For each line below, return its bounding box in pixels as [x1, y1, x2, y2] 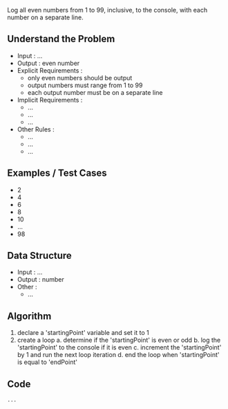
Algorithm [7, 310, 52, 322]
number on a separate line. [7, 13, 84, 21]
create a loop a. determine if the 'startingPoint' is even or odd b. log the [17, 336, 221, 345]
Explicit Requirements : [17, 66, 83, 75]
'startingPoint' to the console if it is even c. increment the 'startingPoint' [17, 343, 222, 352]
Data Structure [7, 250, 73, 262]
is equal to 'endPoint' [17, 358, 78, 366]
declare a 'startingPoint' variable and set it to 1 [17, 329, 150, 337]
